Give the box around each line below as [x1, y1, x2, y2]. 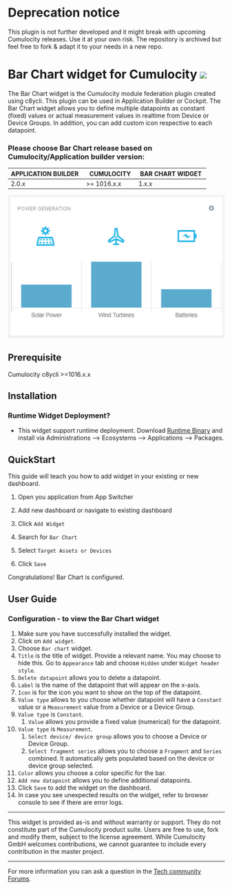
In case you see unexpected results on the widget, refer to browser [17, 790, 209, 799]
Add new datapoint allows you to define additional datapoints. [17, 776, 192, 784]
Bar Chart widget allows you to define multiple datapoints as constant [8, 104, 205, 112]
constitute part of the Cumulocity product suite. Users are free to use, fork [8, 825, 219, 833]
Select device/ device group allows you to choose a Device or [28, 732, 207, 740]
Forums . [8, 875, 32, 883]
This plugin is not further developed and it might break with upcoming [8, 28, 206, 36]
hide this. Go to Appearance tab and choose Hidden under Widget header [17, 658, 220, 667]
